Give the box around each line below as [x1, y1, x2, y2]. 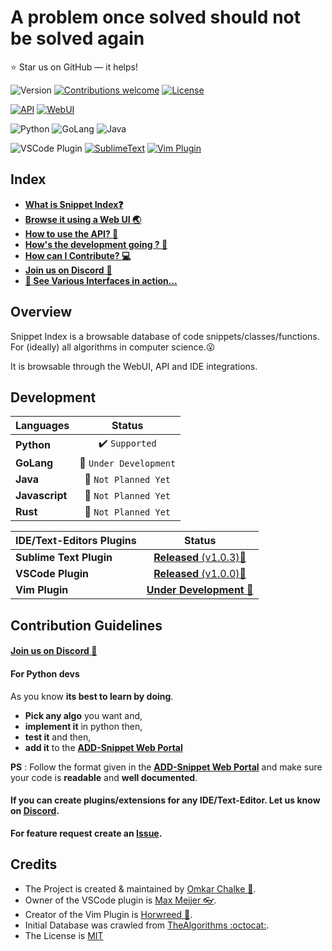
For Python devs [10, 667, 80, 680]
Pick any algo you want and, [24, 709, 143, 721]
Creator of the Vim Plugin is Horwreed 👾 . [24, 908, 193, 920]
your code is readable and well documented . [10, 771, 198, 783]
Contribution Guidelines [10, 617, 163, 634]
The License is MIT [24, 929, 104, 941]
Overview [10, 304, 73, 321]
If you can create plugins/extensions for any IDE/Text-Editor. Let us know [10, 794, 321, 806]
